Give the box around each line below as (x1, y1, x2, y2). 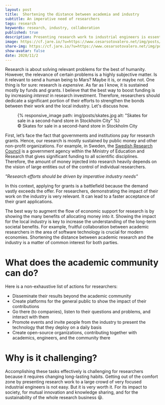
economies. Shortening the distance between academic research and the (5, 234, 154, 240)
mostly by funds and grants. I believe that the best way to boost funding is (5, 87, 155, 93)
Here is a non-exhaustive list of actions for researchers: (5, 283, 118, 289)
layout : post (5, 7, 32, 12)
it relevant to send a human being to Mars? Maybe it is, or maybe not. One (5, 77, 155, 83)
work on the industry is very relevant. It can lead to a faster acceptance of (5, 193, 155, 199)
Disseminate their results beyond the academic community (12, 293, 132, 299)
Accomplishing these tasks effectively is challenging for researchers (5, 369, 143, 374)
